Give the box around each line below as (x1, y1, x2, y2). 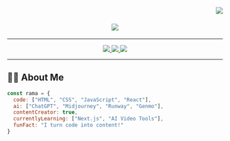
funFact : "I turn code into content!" (13, 122, 125, 129)
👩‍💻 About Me (7, 72, 64, 84)
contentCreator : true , (13, 109, 78, 116)
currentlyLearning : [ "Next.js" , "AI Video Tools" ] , (13, 116, 164, 123)
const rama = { (7, 90, 51, 97)
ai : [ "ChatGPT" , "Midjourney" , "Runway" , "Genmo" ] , (13, 103, 164, 110)
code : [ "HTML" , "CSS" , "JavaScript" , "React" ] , (13, 96, 152, 103)
